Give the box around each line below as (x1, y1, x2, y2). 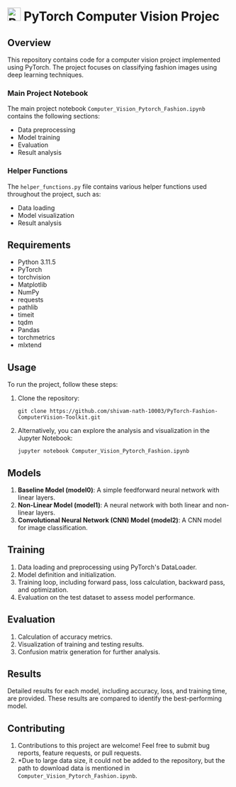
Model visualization (17, 211, 74, 219)
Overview (7, 36, 52, 49)
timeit (17, 311, 35, 319)
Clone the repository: (17, 394, 80, 402)
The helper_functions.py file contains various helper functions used (7, 182, 207, 191)
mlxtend (17, 341, 42, 349)
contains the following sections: (7, 112, 101, 121)
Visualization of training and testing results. (17, 639, 145, 649)
